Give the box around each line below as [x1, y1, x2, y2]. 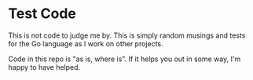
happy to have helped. [8, 62, 81, 71]
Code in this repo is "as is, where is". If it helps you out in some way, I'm [8, 54, 241, 64]
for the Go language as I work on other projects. [8, 38, 163, 48]
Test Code [8, 5, 76, 23]
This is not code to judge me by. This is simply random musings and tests [8, 31, 246, 40]
